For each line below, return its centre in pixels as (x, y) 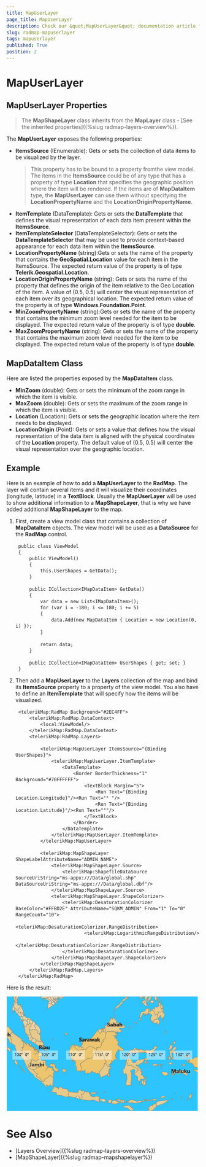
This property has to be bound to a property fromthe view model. (113, 169)
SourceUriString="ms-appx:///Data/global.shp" (76, 878)
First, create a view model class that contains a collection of (91, 521)
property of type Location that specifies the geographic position (112, 182)
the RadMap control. (41, 534)
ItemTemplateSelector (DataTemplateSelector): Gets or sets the (96, 233)
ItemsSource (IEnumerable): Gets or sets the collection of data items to (105, 150)
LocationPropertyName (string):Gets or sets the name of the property (104, 252)
